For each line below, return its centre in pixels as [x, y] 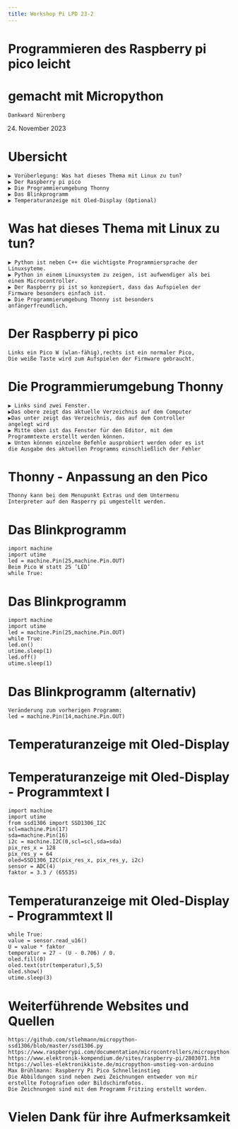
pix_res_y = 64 [30, 854]
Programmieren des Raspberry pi [107, 48]
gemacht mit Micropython [86, 96]
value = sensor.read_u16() [48, 941]
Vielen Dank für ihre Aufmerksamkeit [119, 1117]
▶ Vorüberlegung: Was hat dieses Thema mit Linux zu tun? [95, 175]
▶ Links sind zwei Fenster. [49, 405]
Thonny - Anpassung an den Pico [108, 476]
